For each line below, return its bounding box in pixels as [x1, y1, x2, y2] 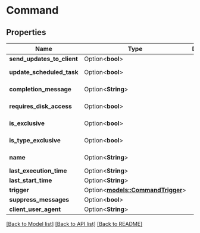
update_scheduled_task [9, 68, 79, 76]
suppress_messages [9, 196, 70, 203]
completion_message [9, 85, 71, 93]
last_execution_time [9, 167, 67, 175]
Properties [6, 27, 46, 37]
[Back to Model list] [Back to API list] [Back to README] [6, 221, 143, 227]
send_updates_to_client [9, 55, 79, 63]
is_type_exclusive [9, 136, 61, 144]
